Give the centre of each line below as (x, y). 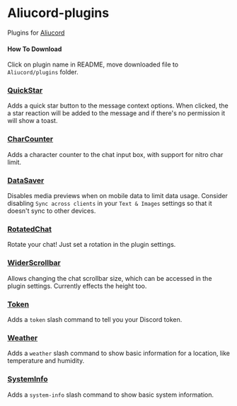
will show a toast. (33, 121)
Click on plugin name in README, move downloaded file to (93, 64)
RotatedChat (29, 229)
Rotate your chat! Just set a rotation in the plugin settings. (92, 245)
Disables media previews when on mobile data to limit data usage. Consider (118, 196)
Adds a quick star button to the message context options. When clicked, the (118, 106)
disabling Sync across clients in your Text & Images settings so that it (110, 204)
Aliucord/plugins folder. (43, 72)
